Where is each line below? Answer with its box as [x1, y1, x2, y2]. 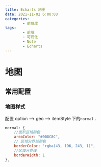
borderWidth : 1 [14, 153, 45, 158]
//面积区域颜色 [14, 130, 41, 135]
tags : [5, 26, 16, 30]
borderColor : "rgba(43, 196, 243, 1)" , [14, 143, 96, 148]
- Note [23, 39, 36, 44]
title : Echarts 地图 [5, 7, 46, 12]
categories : [5, 16, 29, 21]
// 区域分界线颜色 [14, 139, 47, 144]
